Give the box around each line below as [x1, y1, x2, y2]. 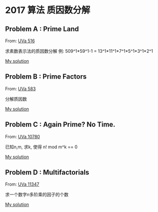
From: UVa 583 [5, 86, 36, 92]
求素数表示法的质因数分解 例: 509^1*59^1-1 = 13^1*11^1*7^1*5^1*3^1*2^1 [5, 48, 154, 54]
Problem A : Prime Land [5, 24, 79, 33]
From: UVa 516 [5, 38, 35, 44]
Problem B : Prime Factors [5, 73, 87, 81]
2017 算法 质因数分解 [5, 4, 91, 16]
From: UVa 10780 [5, 133, 41, 139]
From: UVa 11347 [5, 181, 40, 187]
